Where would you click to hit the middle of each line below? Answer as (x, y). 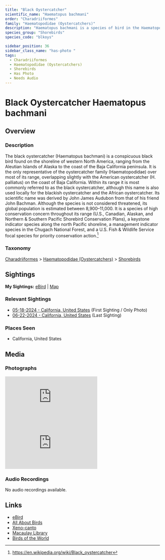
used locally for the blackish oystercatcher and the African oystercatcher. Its (82, 192)
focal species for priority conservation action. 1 (52, 235)
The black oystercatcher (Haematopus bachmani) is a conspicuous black (79, 156)
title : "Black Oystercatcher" (36, 10)
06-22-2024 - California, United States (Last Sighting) (67, 315)
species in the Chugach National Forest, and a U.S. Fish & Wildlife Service (80, 229)
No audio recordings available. (36, 490)
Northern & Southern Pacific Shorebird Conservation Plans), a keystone (77, 219)
